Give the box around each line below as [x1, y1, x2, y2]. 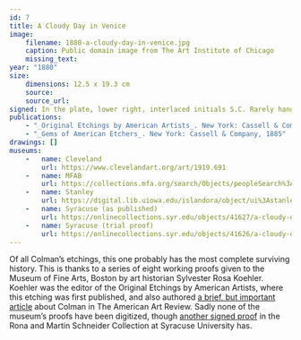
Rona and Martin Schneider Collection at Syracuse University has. [9, 320, 253, 331]
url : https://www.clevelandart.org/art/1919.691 [41, 163, 227, 172]
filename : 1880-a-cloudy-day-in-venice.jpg [25, 38, 191, 47]
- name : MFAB [25, 171, 82, 180]
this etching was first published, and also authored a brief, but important [9, 292, 276, 302]
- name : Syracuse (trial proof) [25, 221, 154, 230]
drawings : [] [9, 138, 58, 147]
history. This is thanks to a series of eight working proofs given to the [9, 263, 265, 274]
